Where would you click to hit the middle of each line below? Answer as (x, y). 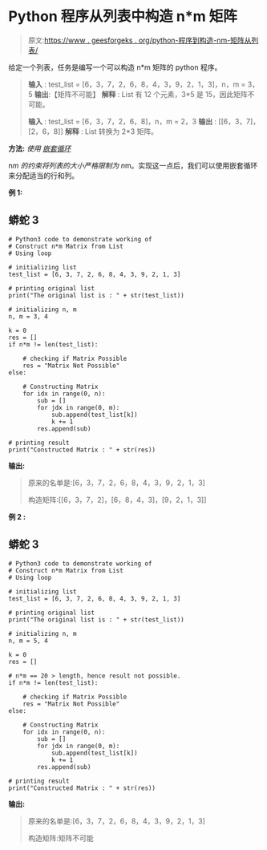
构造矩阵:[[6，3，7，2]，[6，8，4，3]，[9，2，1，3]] (117, 500)
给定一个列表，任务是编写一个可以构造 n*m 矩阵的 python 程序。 (115, 67)
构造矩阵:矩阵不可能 (61, 838)
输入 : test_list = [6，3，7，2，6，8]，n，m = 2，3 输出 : (122, 121)
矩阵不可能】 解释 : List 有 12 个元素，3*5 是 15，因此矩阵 (153, 94)
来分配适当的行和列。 (43, 175)
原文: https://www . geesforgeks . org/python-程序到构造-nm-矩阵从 (140, 40)
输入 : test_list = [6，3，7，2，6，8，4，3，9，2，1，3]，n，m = (137, 84)
